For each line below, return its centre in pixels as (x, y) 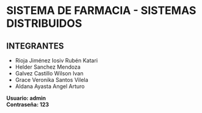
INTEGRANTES (35, 46)
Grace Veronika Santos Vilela (52, 80)
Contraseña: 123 (28, 104)
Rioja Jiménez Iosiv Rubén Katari (56, 60)
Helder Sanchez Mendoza (48, 67)
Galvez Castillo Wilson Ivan (49, 73)
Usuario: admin (26, 98)
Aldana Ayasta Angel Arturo (50, 86)
